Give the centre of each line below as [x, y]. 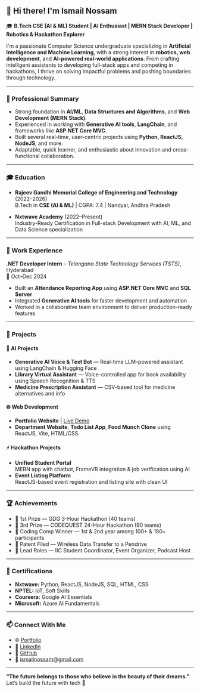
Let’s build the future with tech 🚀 [46, 683]
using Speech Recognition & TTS [55, 381]
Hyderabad [20, 270]
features [25, 313]
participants [29, 537]
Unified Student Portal [43, 463]
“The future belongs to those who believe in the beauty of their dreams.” [98, 676]
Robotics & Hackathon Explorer [46, 34]
